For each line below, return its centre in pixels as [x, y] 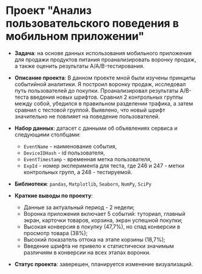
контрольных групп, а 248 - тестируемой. [78, 172]
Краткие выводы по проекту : [54, 195]
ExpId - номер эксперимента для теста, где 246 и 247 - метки [104, 165]
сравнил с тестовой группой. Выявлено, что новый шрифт [90, 110]
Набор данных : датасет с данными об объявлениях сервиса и [96, 128]
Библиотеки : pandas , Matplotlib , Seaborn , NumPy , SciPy [83, 184]
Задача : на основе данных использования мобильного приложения [103, 53]
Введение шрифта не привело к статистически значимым [99, 246]
